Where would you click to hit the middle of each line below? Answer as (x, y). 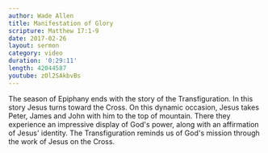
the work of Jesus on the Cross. (62, 141)
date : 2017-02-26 (38, 38)
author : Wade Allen (41, 16)
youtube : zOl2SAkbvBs (45, 76)
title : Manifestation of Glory (61, 23)
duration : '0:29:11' (43, 61)
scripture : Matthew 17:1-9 (54, 31)
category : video (36, 53)
